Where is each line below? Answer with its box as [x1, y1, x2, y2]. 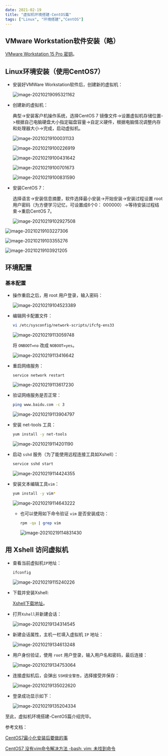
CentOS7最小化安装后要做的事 [5, 734, 68, 741]
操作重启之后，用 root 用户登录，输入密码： [12, 292, 103, 298]
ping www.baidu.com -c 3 [12, 402, 65, 407]
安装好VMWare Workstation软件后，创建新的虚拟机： [12, 82, 123, 87]
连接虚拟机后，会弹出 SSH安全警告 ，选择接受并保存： [12, 672, 120, 678]
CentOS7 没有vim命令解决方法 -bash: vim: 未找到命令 [5, 745, 116, 751]
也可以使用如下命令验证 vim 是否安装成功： [20, 510, 109, 517]
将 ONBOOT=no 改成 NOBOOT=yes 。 [12, 342, 77, 348]
